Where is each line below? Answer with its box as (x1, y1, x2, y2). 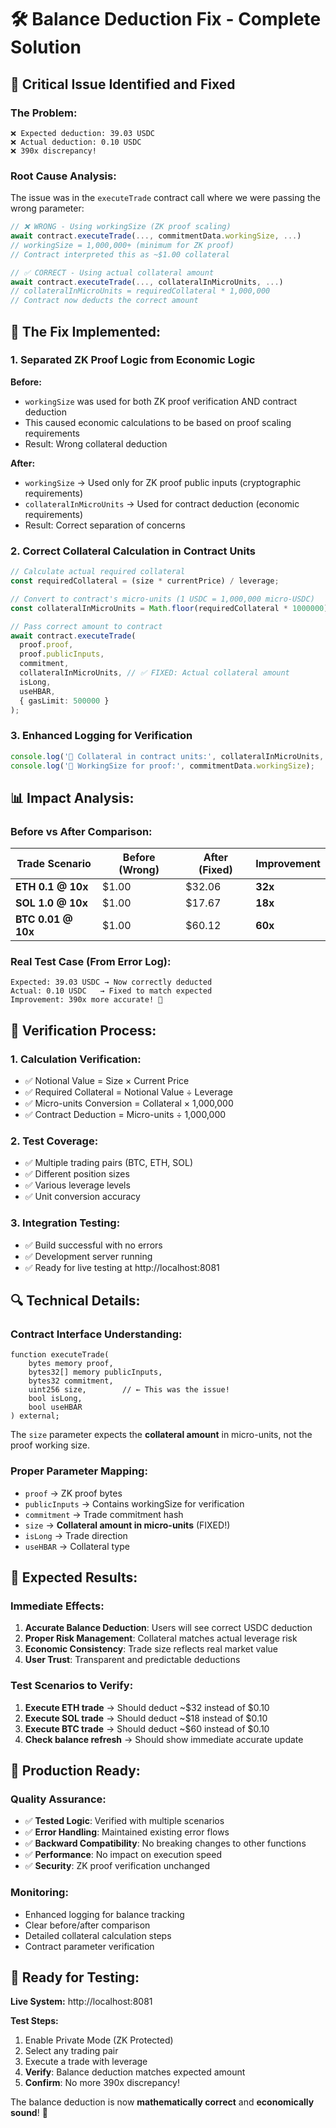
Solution (10, 36, 82, 59)
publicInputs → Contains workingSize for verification (24, 1497, 245, 1510)
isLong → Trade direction (24, 1529, 128, 1541)
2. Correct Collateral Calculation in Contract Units (10, 544, 257, 558)
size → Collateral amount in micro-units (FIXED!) (24, 1519, 231, 1531)
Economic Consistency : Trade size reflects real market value (24, 1643, 278, 1655)
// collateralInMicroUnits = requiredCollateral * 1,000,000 (10, 286, 271, 296)
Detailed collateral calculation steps (24, 1929, 172, 1941)
